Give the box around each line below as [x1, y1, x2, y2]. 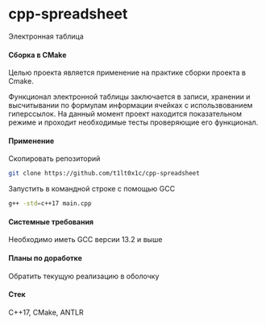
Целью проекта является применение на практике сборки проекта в [8, 68, 246, 77]
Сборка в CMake [8, 50, 67, 60]
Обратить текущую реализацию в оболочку [8, 271, 160, 281]
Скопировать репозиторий [8, 154, 101, 163]
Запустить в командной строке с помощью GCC [8, 184, 176, 194]
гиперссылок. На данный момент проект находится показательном [8, 109, 243, 119]
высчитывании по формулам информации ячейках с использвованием [8, 101, 253, 110]
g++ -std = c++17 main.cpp [8, 200, 92, 208]
